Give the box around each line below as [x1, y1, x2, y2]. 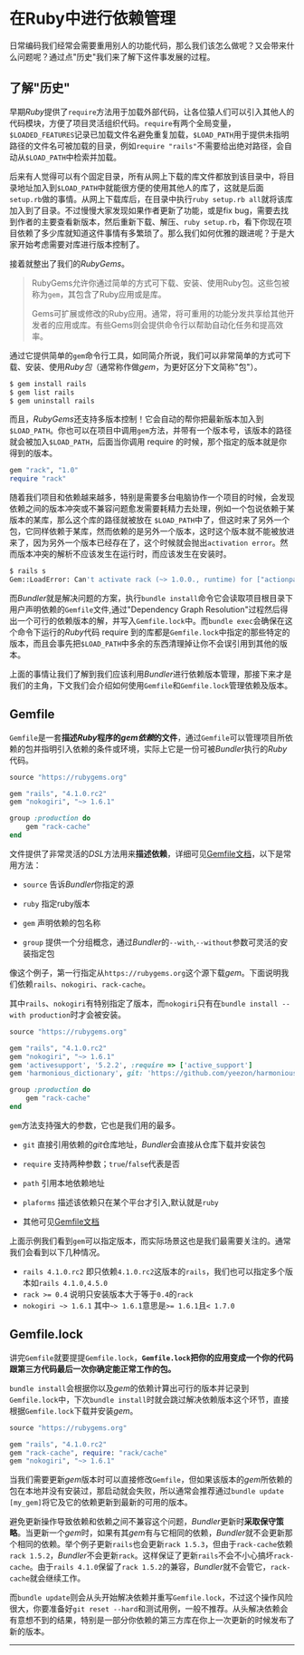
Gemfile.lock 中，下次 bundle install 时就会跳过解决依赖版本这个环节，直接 [9, 1394, 290, 1405]
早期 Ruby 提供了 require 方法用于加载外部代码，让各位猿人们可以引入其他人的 [9, 106, 295, 117]
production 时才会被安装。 [29, 1008, 127, 1020]
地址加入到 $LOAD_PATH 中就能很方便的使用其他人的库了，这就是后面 [16, 182, 264, 193]
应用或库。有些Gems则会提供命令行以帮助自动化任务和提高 [55, 319, 276, 330]
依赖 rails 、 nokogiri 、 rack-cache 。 [16, 978, 151, 989]
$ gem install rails [9, 379, 88, 388]
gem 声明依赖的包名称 [22, 917, 101, 928]
